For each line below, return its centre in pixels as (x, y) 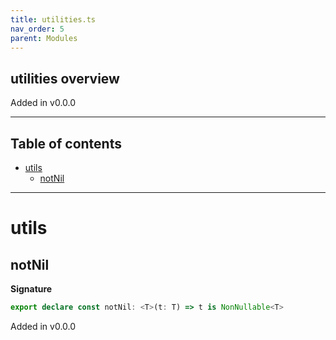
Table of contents (66, 143)
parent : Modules (44, 38)
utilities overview (65, 78)
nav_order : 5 (37, 29)
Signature (31, 289)
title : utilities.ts (53, 19)
